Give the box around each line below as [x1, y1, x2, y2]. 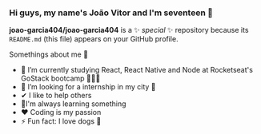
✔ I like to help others [20, 91, 92, 100]
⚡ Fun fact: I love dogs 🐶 [20, 116, 102, 126]
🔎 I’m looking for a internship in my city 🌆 [20, 82, 156, 92]
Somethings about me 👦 [9, 49, 89, 59]
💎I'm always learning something [20, 99, 126, 108]
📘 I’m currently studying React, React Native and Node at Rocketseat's [20, 65, 253, 75]
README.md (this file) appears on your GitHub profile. [9, 34, 179, 44]
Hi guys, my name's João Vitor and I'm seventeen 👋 [9, 7, 213, 18]
